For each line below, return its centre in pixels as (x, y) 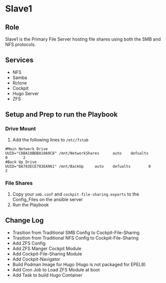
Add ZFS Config (29, 243)
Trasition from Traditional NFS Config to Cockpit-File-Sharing (75, 237)
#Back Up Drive (21, 162)
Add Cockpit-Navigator (36, 259)
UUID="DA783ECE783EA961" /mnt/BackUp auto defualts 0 (78, 166)
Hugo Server (25, 93)
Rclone (19, 82)
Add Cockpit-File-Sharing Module (47, 253)
